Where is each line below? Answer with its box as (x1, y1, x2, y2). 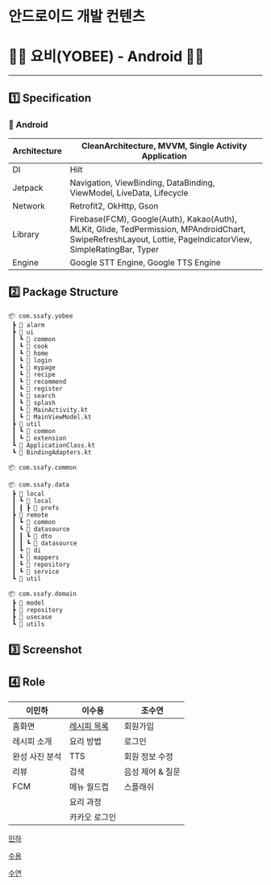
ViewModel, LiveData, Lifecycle (69, 187, 189, 198)
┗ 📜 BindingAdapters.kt (11, 448, 92, 457)
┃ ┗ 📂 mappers (11, 553, 60, 562)
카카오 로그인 (69, 811, 117, 823)
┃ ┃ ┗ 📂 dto (11, 532, 52, 540)
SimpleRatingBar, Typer (69, 243, 160, 255)
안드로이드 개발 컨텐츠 (8, 7, 145, 26)
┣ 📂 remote (11, 511, 48, 519)
